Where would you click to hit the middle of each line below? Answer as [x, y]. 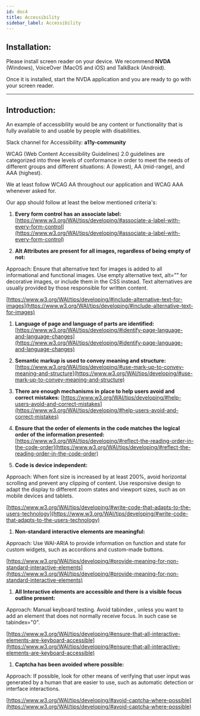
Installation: [29, 47]
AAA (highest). [24, 173]
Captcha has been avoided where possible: [69, 664]
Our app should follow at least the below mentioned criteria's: [82, 202]
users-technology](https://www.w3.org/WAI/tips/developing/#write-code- [97, 514]
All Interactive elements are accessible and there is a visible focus [98, 591]
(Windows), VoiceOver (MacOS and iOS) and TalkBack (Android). [86, 68]
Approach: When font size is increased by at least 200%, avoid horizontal [96, 477]
